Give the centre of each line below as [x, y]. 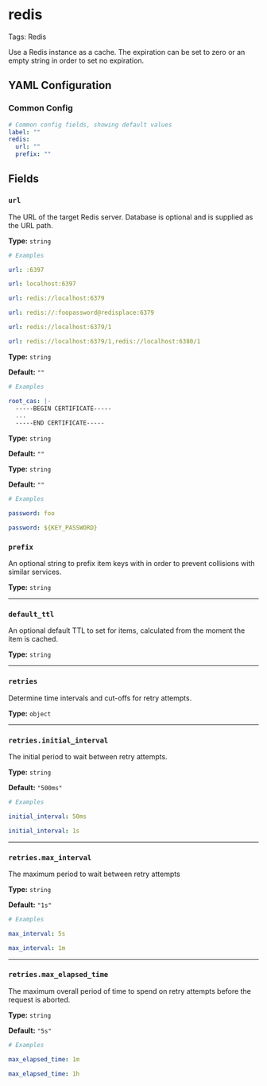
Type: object [30, 713]
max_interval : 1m [37, 948]
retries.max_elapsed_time [58, 975]
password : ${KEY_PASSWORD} [53, 527]
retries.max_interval [50, 857]
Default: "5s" [30, 1030]
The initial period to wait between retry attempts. [88, 756]
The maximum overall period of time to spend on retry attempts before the [130, 991]
